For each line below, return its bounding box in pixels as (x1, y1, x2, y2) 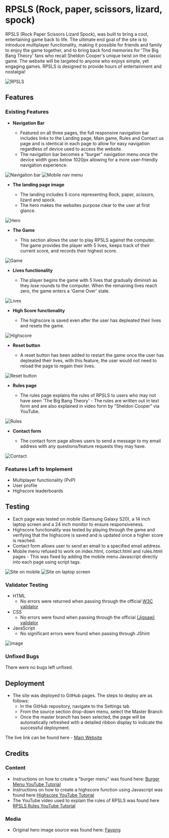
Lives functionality (12, 267, 53, 273)
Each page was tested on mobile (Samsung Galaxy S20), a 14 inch (12, 516, 150, 522)
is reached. (12, 537, 36, 543)
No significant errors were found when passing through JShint (20, 631, 150, 637)
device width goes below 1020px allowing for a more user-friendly (20, 156, 158, 162)
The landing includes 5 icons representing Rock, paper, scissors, (20, 191, 155, 197)
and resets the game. (20, 322, 65, 328)
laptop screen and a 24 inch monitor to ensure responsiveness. (12, 521, 144, 527)
